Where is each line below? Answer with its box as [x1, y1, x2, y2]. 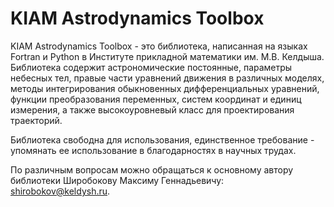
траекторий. [10, 114, 63, 126]
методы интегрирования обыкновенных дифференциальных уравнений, [10, 82, 320, 94]
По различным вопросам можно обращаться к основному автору [10, 163, 294, 176]
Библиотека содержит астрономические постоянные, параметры [10, 61, 293, 73]
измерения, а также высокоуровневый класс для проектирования [10, 103, 295, 116]
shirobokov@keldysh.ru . [10, 185, 111, 197]
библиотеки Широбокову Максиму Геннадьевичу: [10, 174, 225, 186]
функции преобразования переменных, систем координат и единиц [10, 93, 302, 105]
